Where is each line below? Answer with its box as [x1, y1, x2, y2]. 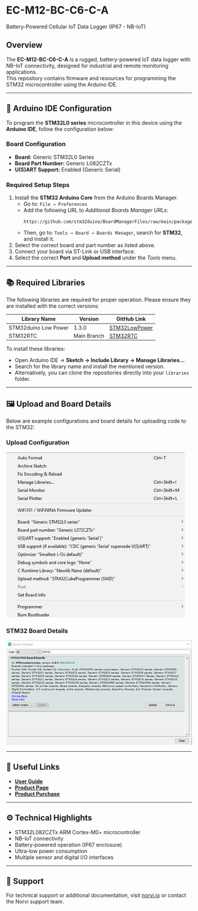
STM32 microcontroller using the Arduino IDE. [6, 81, 118, 88]
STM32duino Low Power [8, 324, 69, 331]
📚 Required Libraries [6, 278, 85, 288]
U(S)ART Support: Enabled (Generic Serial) [14, 166, 121, 173]
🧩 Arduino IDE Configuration [6, 104, 112, 114]
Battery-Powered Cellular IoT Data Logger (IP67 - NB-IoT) [6, 23, 146, 30]
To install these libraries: [6, 346, 65, 353]
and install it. [23, 235, 55, 242]
